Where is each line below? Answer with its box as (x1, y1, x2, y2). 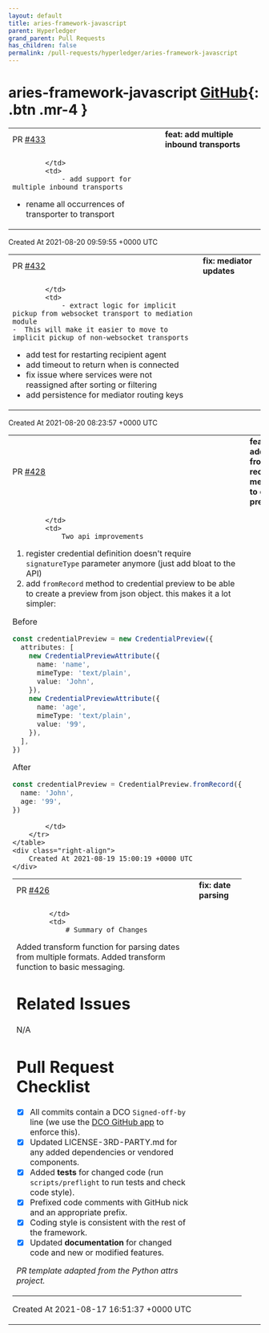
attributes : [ (20, 642, 74, 651)
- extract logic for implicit (61, 300, 177, 310)
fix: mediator (203, 255, 252, 266)
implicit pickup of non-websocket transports (12, 332, 189, 342)
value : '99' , (37, 719, 86, 728)
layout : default (8, 11, 62, 20)
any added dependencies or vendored (30, 1147, 174, 1158)
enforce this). (30, 1127, 81, 1138)
